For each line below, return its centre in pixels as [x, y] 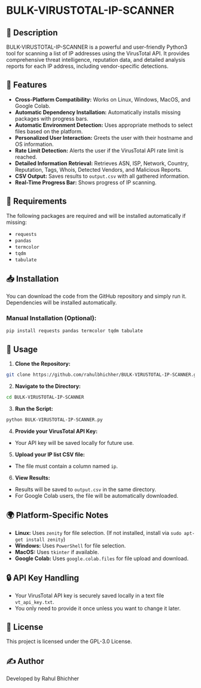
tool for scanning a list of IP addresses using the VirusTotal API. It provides [98, 53]
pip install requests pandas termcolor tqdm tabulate [75, 331]
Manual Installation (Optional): [51, 318]
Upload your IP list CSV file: [50, 454]
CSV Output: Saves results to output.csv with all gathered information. [102, 176]
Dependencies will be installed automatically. [62, 303]
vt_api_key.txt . [35, 602]
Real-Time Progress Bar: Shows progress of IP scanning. [86, 182]
